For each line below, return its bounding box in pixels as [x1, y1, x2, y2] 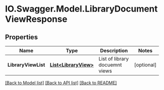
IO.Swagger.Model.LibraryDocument [5, 3, 158, 15]
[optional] [134, 61, 157, 68]
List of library [98, 56, 129, 62]
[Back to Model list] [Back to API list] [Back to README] [5, 80, 117, 86]
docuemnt [98, 61, 122, 68]
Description [100, 47, 128, 54]
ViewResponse [5, 14, 67, 25]
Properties [5, 33, 38, 41]
